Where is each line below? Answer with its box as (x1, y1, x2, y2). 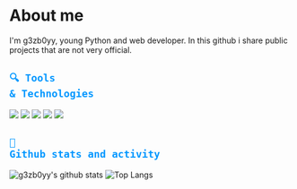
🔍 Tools (9, 72, 56, 85)
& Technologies (9, 87, 94, 100)
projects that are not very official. (9, 44, 133, 55)
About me (9, 5, 84, 26)
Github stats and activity (9, 148, 161, 161)
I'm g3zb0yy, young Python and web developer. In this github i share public (9, 35, 289, 46)
